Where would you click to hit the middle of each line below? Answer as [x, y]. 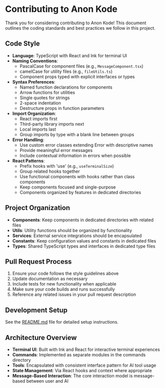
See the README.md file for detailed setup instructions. [62, 322]
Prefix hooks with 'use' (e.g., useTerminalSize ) [67, 166]
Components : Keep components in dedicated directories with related [83, 220]
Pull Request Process [39, 262]
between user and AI [47, 381]
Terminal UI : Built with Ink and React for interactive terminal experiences [86, 349]
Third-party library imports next [52, 124]
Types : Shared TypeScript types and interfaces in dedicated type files [84, 246]
